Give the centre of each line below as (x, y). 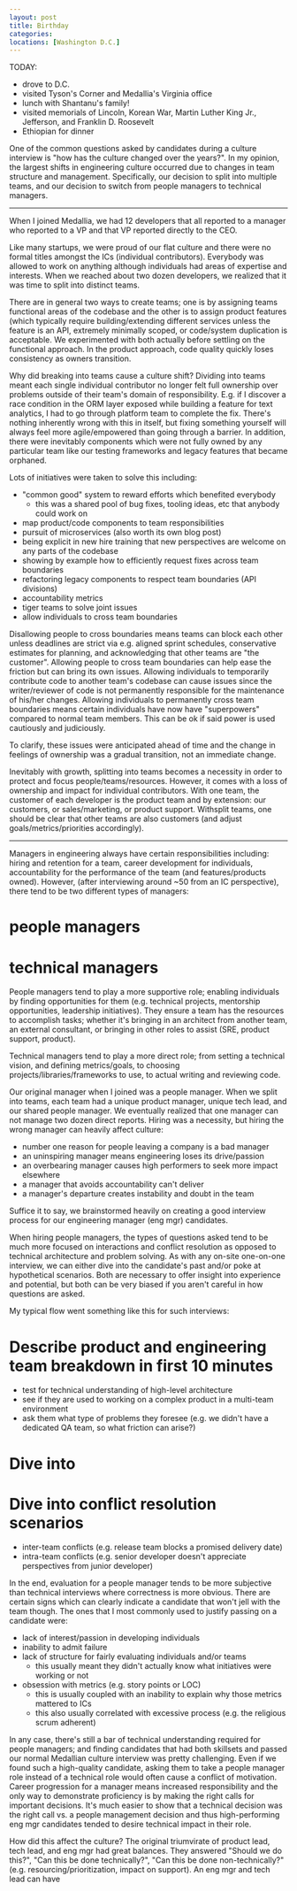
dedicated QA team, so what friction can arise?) (109, 1428)
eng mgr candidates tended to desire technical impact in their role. (130, 1825)
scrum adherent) (65, 1723)
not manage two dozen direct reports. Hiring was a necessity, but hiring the (147, 1120)
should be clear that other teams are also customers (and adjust (126, 819)
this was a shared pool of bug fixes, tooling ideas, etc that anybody (157, 504)
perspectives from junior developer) (87, 1566)
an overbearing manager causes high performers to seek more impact (150, 1165)
